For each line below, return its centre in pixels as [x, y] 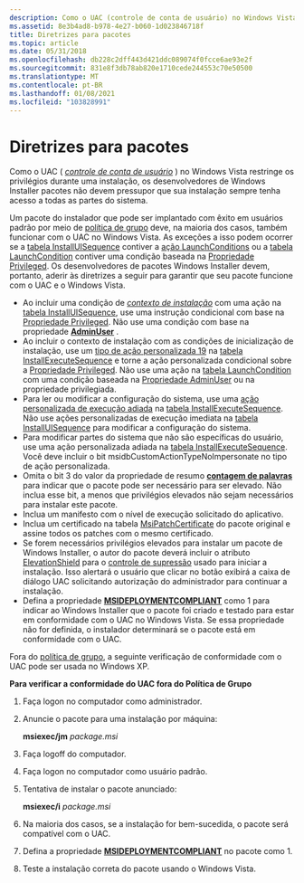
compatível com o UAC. [66, 834]
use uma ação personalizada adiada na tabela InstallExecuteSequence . [155, 447]
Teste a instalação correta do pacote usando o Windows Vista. [139, 869]
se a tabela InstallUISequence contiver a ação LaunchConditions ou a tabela [152, 247]
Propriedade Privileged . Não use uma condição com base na [136, 322]
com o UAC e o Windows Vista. [67, 285]
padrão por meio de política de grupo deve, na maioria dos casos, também [148, 228]
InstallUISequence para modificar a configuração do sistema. [137, 428]
